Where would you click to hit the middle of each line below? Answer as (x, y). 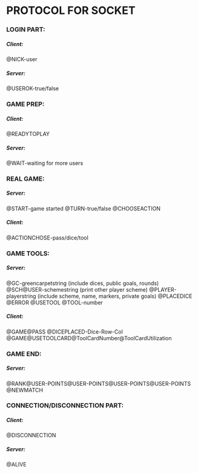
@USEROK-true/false (33, 89)
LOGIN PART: (26, 30)
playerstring (21, 296)
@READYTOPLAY (28, 133)
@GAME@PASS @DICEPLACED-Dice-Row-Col (64, 332)
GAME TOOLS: (28, 253)
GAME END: (24, 354)
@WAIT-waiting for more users (45, 163)
